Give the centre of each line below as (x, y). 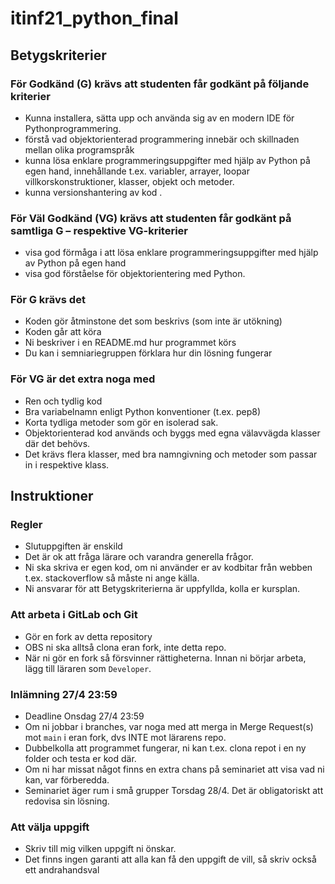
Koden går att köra (63, 332)
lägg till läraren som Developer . (88, 668)
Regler (26, 525)
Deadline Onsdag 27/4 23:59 (84, 716)
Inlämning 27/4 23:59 (64, 694)
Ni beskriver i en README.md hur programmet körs (130, 343)
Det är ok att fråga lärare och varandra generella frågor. (139, 557)
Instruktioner (52, 496)
